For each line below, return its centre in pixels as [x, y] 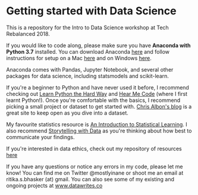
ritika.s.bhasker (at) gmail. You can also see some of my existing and [90, 179]
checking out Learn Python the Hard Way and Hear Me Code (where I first [97, 94]
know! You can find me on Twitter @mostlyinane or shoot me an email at [95, 173]
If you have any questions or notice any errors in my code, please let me [95, 166]
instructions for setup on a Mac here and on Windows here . [79, 58]
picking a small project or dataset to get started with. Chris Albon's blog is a [99, 106]
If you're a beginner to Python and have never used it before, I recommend [98, 87]
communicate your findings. [40, 137]
